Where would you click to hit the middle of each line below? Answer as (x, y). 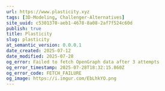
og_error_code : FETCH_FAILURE (44, 73)
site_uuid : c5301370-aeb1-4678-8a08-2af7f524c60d (70, 23)
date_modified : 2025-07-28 (40, 56)
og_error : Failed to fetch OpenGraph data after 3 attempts (83, 62)
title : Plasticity (29, 34)
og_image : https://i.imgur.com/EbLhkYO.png (61, 78)
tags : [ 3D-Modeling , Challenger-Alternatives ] (65, 17)
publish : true (24, 28)
